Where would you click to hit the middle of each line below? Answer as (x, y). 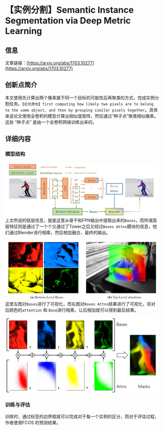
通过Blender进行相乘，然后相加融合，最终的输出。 (60, 232)
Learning (24, 31)
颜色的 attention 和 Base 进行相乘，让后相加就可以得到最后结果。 (74, 310)
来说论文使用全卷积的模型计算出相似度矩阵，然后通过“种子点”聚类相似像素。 (82, 116)
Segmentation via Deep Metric (68, 21)
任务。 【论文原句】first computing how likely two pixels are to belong (81, 103)
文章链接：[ (17, 63)
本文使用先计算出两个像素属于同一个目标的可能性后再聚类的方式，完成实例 (80, 98)
